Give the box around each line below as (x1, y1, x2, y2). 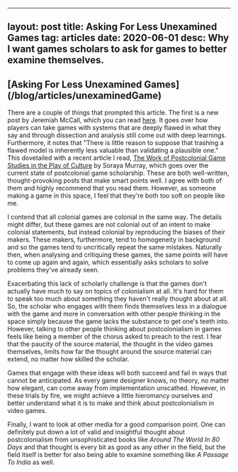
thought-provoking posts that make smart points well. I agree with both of (7, 176, 222, 185)
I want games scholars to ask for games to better (7, 43, 227, 55)
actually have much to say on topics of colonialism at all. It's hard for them (7, 287, 224, 296)
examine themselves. (7, 54, 104, 66)
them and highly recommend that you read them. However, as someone (7, 184, 217, 193)
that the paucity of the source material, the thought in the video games (7, 340, 214, 348)
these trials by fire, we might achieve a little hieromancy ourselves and (7, 392, 212, 400)
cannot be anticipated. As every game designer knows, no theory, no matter (7, 376, 229, 385)
